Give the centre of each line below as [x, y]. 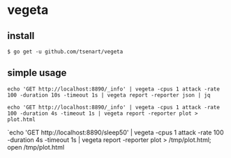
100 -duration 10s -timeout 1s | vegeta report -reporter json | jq [109, 95]
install [21, 36]
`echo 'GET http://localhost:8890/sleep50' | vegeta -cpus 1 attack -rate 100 [115, 132]
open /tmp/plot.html [36, 147]
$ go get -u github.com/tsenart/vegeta [65, 52]
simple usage [37, 73]
